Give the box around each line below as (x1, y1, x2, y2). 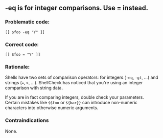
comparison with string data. (5, 85, 63, 91)
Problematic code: (5, 19, 50, 25)
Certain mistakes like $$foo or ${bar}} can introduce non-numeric (5, 100, 138, 106)
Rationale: (5, 63, 30, 70)
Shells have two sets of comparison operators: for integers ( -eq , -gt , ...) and (5, 74, 158, 80)
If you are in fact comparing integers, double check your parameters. (5, 94, 144, 100)
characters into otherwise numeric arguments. (5, 105, 99, 111)
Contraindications (5, 117, 49, 124)
